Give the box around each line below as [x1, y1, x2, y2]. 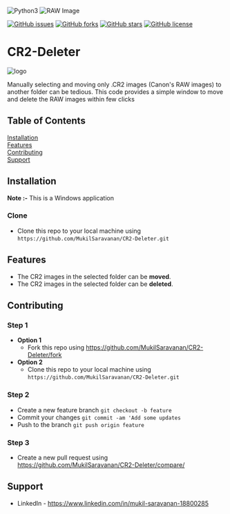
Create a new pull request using [17, 453, 108, 461]
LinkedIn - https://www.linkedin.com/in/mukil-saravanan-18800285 [17, 499, 209, 507]
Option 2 [17, 358, 43, 366]
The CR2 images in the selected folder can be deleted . [17, 280, 174, 288]
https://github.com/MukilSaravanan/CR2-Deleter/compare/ [17, 460, 185, 469]
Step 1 [7, 320, 28, 330]
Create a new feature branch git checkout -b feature [17, 406, 172, 414]
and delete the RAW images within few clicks [7, 95, 135, 103]
